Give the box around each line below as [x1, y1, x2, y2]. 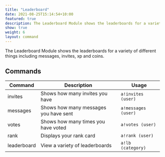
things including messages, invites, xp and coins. [5, 53, 105, 59]
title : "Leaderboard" [5, 7, 50, 12]
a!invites [120, 91, 144, 97]
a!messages [120, 105, 146, 111]
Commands [5, 67, 42, 76]
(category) [120, 145, 146, 151]
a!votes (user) [120, 122, 156, 127]
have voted [40, 124, 66, 131]
